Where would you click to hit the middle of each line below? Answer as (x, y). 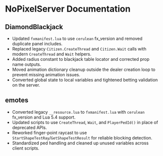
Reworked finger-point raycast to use (49, 133)
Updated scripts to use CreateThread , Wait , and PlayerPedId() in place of (85, 122)
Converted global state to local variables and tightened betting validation (85, 80)
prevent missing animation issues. (46, 75)
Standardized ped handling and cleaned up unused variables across (80, 143)
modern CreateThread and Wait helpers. (52, 54)
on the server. (26, 85)
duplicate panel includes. (37, 44)
